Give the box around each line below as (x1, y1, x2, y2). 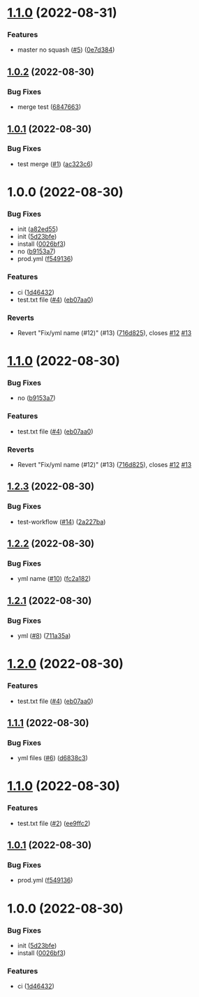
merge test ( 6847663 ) (17, 103, 82, 111)
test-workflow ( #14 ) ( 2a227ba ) (17, 517, 106, 526)
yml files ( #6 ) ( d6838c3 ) (17, 754, 89, 762)
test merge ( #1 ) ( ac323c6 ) (17, 159, 93, 168)
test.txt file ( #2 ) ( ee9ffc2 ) (17, 819, 91, 827)
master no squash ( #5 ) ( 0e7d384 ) (17, 45, 115, 54)
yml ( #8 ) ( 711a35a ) (17, 632, 71, 640)
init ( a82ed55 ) (17, 225, 58, 233)
